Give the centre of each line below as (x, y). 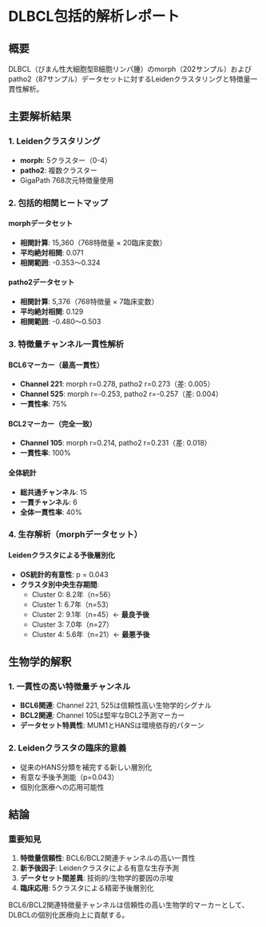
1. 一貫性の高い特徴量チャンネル (69, 686)
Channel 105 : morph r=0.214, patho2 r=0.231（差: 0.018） (115, 443)
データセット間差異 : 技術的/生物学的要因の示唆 (97, 878)
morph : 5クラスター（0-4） (66, 160)
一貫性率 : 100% (45, 453)
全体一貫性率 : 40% (51, 512)
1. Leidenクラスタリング (54, 141)
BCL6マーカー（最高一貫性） (56, 365)
